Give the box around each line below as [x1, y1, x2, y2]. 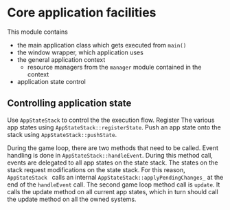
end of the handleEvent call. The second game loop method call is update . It [7, 180, 220, 189]
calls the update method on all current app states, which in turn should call [7, 187, 218, 196]
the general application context [16, 55, 106, 63]
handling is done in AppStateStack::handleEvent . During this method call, [7, 151, 213, 159]
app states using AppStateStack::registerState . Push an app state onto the [7, 123, 221, 132]
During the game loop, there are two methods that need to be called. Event [7, 143, 218, 152]
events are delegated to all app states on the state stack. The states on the [7, 158, 218, 167]
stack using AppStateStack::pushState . [7, 130, 117, 138]
